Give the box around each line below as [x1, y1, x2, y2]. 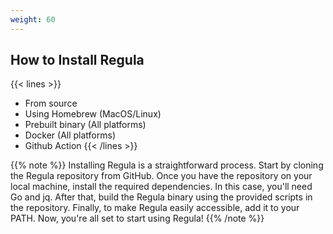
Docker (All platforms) [24, 129, 116, 141]
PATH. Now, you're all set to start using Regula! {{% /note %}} [10, 212, 265, 225]
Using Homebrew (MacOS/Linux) [24, 108, 162, 120]
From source [24, 97, 78, 110]
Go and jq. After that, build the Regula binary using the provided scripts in [10, 191, 313, 203]
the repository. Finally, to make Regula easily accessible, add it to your [10, 202, 300, 214]
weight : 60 [10, 14, 56, 25]
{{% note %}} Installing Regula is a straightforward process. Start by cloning [10, 159, 324, 171]
